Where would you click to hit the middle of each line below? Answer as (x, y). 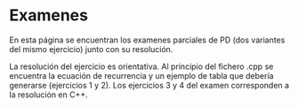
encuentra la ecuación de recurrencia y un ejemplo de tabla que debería (141, 75)
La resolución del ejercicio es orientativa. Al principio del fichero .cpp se (141, 66)
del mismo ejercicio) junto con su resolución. (91, 49)
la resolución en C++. (48, 95)
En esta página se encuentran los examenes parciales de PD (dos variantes (147, 40)
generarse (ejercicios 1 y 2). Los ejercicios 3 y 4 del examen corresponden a (149, 85)
